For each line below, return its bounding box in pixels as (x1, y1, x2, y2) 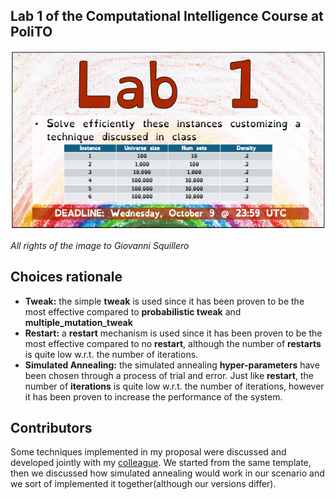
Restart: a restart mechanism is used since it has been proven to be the (24, 327, 323, 339)
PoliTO (10, 24, 53, 41)
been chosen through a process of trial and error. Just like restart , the (24, 369, 314, 381)
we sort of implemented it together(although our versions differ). (10, 478, 277, 490)
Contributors (10, 420, 93, 436)
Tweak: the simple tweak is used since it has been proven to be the (24, 295, 305, 307)
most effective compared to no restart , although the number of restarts (24, 337, 322, 349)
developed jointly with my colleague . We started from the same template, (10, 457, 312, 469)
